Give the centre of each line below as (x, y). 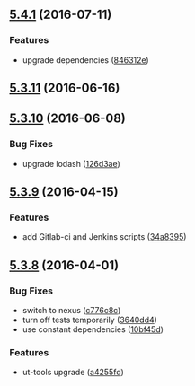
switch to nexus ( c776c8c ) (71, 311)
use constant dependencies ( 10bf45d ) (93, 329)
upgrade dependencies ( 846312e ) (86, 60)
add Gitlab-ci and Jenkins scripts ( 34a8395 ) (104, 237)
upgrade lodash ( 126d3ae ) (71, 163)
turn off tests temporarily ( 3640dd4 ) (89, 320)
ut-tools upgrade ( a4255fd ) (73, 373)
